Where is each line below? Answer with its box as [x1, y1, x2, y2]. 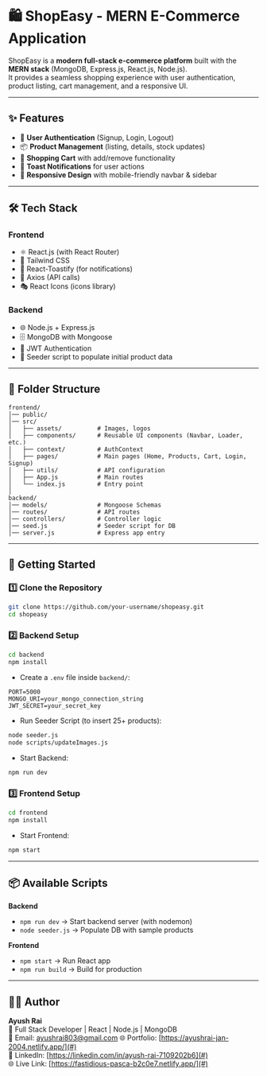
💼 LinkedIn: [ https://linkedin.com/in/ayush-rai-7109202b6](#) [8, 1051, 208, 1060]
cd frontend [8, 809, 48, 817]
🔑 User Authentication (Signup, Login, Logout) [19, 133, 175, 142]
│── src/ [8, 418, 37, 425]
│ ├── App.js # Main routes [8, 473, 145, 481]
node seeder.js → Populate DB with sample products [19, 925, 194, 935]
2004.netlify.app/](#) [8, 1042, 77, 1051]
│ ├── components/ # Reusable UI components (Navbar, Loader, [8, 431, 244, 439]
